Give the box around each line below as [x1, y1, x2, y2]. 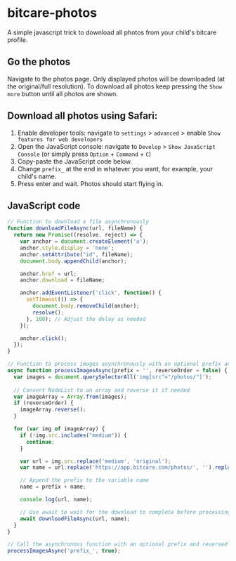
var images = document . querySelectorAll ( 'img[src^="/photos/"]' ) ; [13, 374, 212, 381]
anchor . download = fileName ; [20, 277, 105, 284]
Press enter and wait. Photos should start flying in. [17, 179, 164, 187]
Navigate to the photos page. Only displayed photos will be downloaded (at [7, 74, 225, 83]
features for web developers [17, 136, 103, 143]
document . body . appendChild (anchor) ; [20, 258, 128, 265]
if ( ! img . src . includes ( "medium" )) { [20, 432, 128, 439]
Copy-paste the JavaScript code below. [17, 157, 132, 166]
